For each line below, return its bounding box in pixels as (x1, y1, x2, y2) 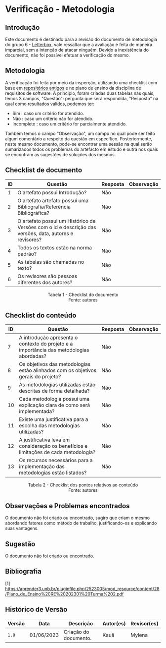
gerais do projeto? (19, 373, 61, 380)
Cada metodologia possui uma (19, 396, 90, 403)
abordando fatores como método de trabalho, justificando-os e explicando (5, 520, 157, 526)
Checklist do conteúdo (5, 311, 77, 320)
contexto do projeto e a (19, 341, 73, 348)
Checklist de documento (5, 166, 83, 175)
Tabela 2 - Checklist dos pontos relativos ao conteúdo (28, 482, 138, 488)
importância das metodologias (19, 347, 89, 353)
